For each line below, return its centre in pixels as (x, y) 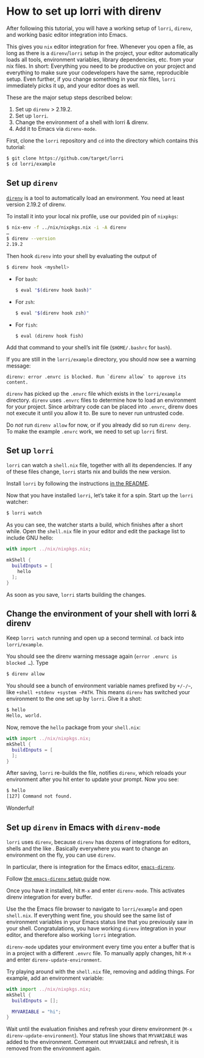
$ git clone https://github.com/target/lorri (65, 158)
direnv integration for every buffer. (49, 897)
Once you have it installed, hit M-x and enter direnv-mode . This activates (96, 890)
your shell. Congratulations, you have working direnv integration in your (97, 928)
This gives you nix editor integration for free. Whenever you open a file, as (100, 46)
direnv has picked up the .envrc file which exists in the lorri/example (94, 393)
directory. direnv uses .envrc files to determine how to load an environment (101, 400)
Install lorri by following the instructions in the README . (78, 484)
